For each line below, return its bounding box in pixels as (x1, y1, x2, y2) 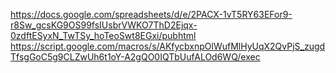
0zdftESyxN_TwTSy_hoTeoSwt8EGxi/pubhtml (10, 30, 197, 41)
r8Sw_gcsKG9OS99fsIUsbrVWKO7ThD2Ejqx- (10, 19, 198, 31)
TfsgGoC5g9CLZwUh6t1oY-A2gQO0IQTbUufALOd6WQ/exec (10, 51, 261, 63)
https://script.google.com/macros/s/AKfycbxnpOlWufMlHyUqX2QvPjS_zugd (10, 40, 326, 52)
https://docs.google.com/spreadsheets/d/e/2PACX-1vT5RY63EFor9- (10, 9, 293, 20)
